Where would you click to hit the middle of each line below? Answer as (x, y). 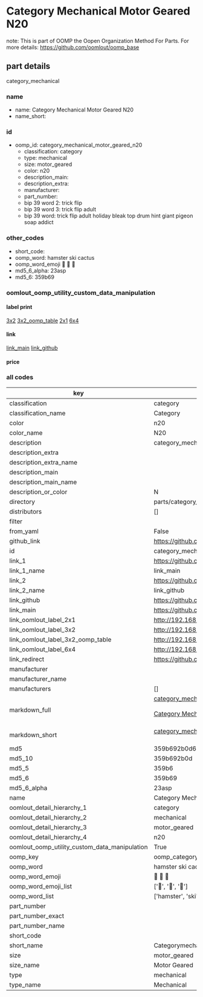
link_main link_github (32, 348)
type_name (25, 984)
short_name (26, 945)
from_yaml (24, 531)
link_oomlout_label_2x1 (43, 620)
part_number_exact (37, 916)
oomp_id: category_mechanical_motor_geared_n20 (79, 145)
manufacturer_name (38, 678)
